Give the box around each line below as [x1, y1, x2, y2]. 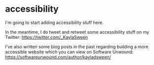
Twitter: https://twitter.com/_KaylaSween [5, 34, 88, 40]
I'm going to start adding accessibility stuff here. [5, 20, 104, 25]
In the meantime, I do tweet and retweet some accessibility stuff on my [5, 29, 150, 35]
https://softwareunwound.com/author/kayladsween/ [5, 54, 111, 60]
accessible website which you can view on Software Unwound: [5, 49, 134, 55]
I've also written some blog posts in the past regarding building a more [5, 43, 149, 49]
